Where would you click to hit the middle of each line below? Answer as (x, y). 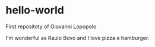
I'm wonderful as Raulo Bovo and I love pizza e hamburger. (77, 38)
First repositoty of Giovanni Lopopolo (51, 26)
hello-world (35, 10)
